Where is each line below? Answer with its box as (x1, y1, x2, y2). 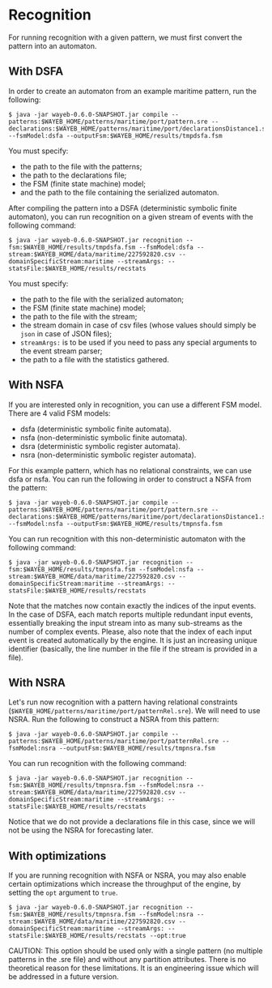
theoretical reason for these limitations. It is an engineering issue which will (8, 963, 259, 973)
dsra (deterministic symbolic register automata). (19, 441, 181, 451)
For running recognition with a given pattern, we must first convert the (8, 32, 243, 42)
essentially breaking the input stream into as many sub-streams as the (8, 618, 243, 627)
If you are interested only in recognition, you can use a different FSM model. (8, 400, 262, 409)
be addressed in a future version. (8, 972, 119, 982)
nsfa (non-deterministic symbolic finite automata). (19, 432, 188, 443)
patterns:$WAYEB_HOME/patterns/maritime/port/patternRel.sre (8, 738, 219, 746)
